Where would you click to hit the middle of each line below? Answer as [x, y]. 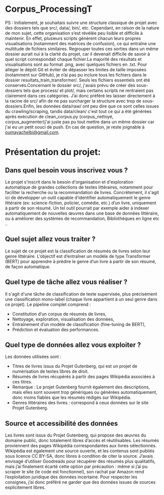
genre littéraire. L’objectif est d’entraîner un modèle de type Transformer [78, 256]
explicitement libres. [25, 488]
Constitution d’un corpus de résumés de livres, [59, 314]
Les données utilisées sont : [33, 357]
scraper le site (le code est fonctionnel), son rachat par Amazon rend [75, 472]
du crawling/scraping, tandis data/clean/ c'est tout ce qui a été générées [78, 111]
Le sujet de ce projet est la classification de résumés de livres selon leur [78, 251]
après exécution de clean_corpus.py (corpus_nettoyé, [59, 116]
